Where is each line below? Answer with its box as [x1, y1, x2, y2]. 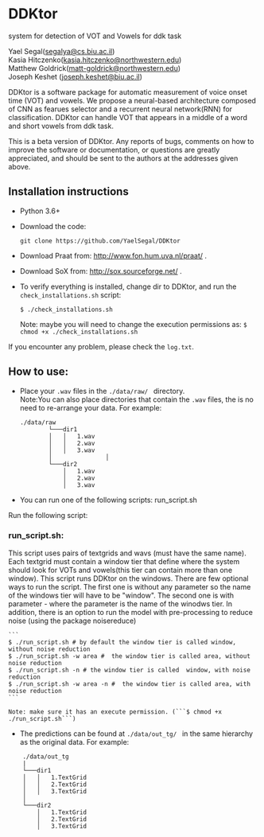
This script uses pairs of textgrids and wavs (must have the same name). [8, 548, 247, 558]
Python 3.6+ [19, 206, 61, 216]
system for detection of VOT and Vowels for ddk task [8, 31, 182, 41]
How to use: [8, 365, 69, 379]
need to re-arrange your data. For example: [19, 403, 162, 412]
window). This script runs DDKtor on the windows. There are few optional [8, 574, 249, 583]
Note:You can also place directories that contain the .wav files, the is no [19, 395, 254, 404]
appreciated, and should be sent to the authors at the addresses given [8, 153, 239, 163]
